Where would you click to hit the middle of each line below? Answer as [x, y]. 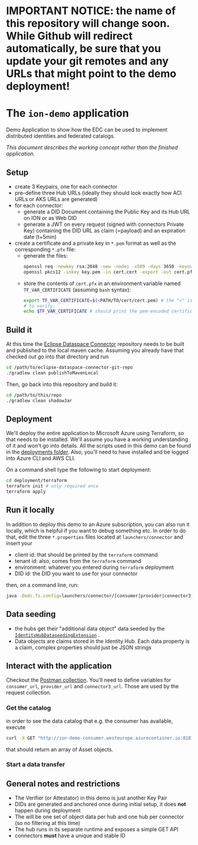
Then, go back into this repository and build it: [62, 384]
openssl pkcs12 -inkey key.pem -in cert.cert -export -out [98, 272]
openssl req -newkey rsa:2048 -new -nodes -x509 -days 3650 [99, 266]
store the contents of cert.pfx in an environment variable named [102, 283]
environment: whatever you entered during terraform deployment [94, 567]
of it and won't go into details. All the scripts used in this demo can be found [99, 446]
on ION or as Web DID [50, 218]
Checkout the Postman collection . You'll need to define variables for [89, 680]
